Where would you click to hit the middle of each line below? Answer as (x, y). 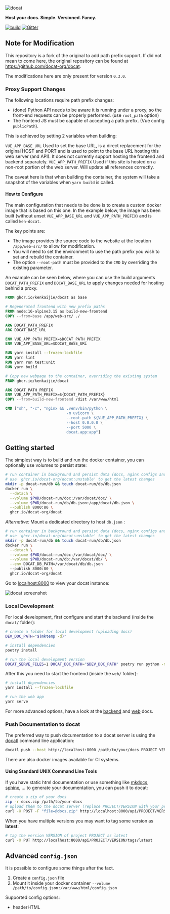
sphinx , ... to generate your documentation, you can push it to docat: (77, 788)
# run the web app (25, 697)
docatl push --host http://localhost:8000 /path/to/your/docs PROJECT (81, 750)
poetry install (21, 650)
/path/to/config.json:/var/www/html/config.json (65, 888)
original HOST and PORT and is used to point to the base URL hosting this (82, 151)
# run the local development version (45, 659)
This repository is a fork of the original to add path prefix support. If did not (83, 55)
